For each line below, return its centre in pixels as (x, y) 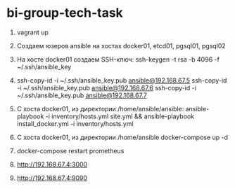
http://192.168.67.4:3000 (52, 164)
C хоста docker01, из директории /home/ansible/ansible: (100, 108)
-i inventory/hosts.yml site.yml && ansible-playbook (120, 116)
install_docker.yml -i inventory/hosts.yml (75, 123)
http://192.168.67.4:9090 (52, 178)
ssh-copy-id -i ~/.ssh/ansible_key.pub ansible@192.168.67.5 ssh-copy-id (122, 80)
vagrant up (32, 32)
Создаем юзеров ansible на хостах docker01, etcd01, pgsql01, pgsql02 (121, 45)
